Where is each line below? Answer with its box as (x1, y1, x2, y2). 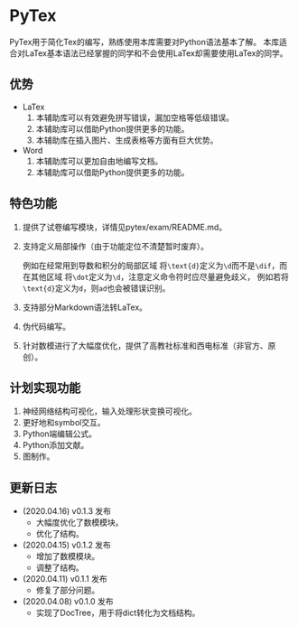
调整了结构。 (35, 562, 84, 574)
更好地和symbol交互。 (22, 417, 106, 428)
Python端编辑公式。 (22, 428, 98, 439)
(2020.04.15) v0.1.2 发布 (22, 539, 111, 551)
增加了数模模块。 (35, 551, 100, 562)
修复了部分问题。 (35, 584, 100, 596)
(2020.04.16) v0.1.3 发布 (22, 506, 111, 517)
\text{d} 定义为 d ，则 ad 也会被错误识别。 (22, 282, 171, 294)
